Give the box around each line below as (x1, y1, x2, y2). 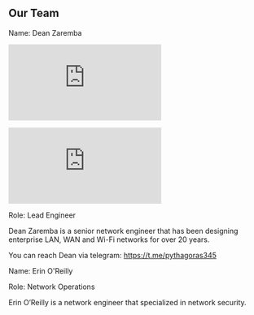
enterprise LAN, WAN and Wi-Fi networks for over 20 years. (8, 235, 210, 244)
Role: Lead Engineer (8, 210, 76, 220)
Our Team (8, 6, 59, 20)
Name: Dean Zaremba (8, 28, 82, 37)
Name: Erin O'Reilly (8, 265, 73, 275)
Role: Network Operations (8, 282, 95, 291)
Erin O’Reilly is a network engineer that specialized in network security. (8, 297, 247, 307)
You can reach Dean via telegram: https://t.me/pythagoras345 (8, 250, 217, 260)
